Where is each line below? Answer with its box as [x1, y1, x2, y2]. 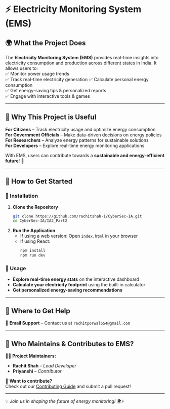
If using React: [20, 238, 51, 244]
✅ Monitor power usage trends [5, 71, 70, 77]
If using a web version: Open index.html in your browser [20, 233, 138, 239]
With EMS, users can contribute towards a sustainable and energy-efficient [5, 152, 165, 158]
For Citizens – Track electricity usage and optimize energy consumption [5, 126, 156, 132]
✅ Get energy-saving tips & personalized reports [5, 88, 107, 93]
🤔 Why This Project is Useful [5, 113, 97, 122]
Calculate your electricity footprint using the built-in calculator [12, 282, 146, 288]
